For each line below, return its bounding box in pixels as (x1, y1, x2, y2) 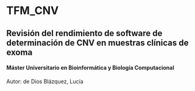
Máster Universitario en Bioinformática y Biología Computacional (6, 64, 175, 71)
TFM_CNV (6, 4, 59, 18)
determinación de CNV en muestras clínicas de (6, 37, 189, 48)
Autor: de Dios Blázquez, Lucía (6, 78, 83, 85)
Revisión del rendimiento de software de (6, 28, 163, 38)
